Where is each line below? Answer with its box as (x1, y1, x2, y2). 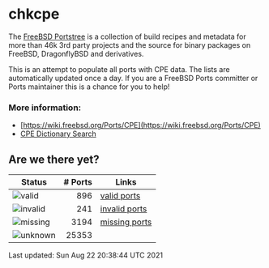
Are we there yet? (8, 152, 100, 166)
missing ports (100, 216, 152, 228)
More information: (8, 102, 82, 113)
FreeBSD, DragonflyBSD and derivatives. (8, 49, 144, 58)
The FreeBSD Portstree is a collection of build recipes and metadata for (8, 32, 246, 41)
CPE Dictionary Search (19, 129, 97, 138)
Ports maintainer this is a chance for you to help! (8, 82, 170, 91)
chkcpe (8, 5, 60, 23)
